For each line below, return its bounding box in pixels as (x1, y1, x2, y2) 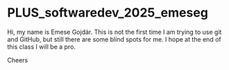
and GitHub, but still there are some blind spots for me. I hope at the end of (7, 35, 221, 43)
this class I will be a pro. (7, 42, 76, 51)
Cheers (7, 55, 28, 64)
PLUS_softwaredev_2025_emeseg (7, 5, 208, 21)
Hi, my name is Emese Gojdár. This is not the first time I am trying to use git (7, 28, 222, 36)
